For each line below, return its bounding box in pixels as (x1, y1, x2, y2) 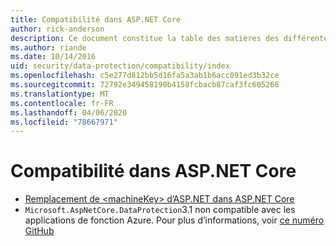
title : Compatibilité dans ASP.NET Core (10, 14, 182, 25)
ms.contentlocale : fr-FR (10, 98, 114, 108)
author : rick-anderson (10, 24, 105, 34)
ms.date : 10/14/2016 (10, 52, 97, 62)
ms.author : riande (10, 42, 87, 53)
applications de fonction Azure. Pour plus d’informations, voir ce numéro (24, 214, 325, 226)
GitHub (24, 225, 55, 237)
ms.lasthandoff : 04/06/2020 (10, 107, 128, 118)
